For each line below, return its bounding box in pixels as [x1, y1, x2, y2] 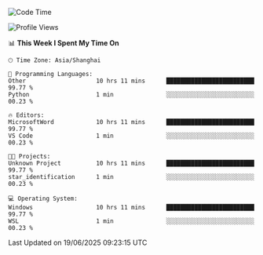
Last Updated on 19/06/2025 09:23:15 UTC [8, 238, 148, 247]
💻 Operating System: [8, 195, 79, 202]
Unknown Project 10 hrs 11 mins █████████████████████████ [8, 159, 255, 167]
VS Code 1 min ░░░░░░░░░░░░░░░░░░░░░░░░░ [8, 132, 255, 140]
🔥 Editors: [8, 111, 45, 119]
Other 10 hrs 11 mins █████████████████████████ [8, 77, 255, 85]
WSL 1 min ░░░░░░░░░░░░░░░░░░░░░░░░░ [8, 217, 255, 225]
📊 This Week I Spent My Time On [8, 38, 119, 47]
